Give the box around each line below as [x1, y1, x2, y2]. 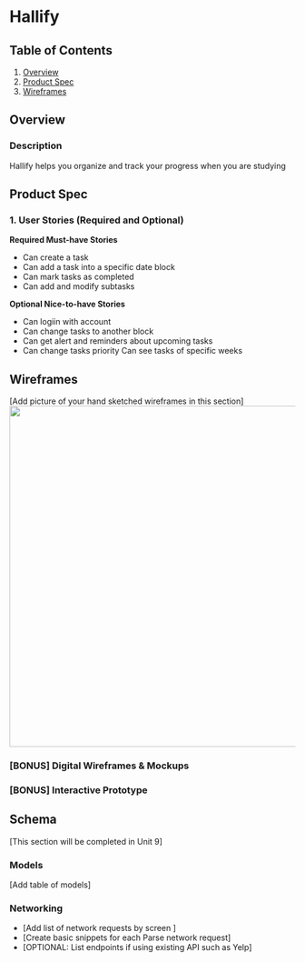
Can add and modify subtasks [22, 281, 135, 292]
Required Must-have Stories [9, 235, 118, 246]
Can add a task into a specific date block [22, 262, 175, 273]
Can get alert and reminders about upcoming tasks [22, 336, 213, 346]
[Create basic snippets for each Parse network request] [22, 932, 231, 943]
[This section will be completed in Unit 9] [9, 836, 163, 847]
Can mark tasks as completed [22, 271, 134, 283]
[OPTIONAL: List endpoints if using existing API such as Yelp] [22, 942, 252, 953]
